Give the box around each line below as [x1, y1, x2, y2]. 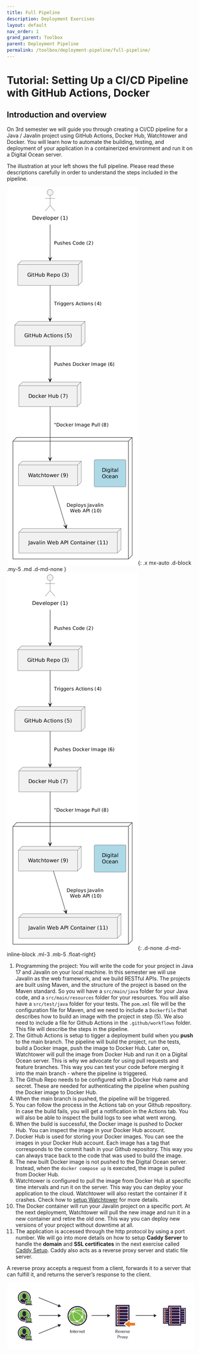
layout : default [7, 22, 47, 28]
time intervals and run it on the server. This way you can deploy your [15, 1183, 184, 1190]
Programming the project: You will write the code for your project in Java [15, 962, 194, 969]
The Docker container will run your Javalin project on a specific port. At [15, 1202, 191, 1209]
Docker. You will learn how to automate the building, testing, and [7, 138, 165, 145]
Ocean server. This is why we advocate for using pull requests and [15, 1057, 179, 1064]
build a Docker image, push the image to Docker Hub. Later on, [15, 1044, 170, 1051]
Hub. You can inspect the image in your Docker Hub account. [15, 1126, 166, 1133]
